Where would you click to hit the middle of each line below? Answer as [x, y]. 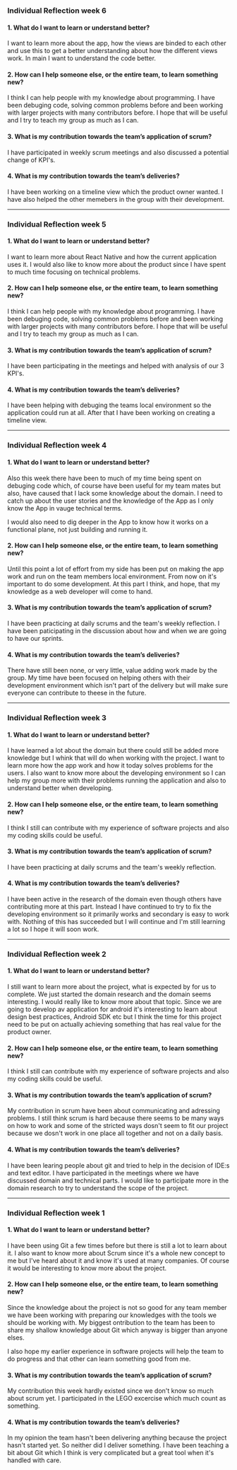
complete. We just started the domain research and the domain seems [109, 994]
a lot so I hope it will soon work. [53, 929]
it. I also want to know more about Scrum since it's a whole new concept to [116, 1253]
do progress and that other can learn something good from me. [99, 1359]
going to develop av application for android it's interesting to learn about [112, 1009]
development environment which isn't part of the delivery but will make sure [118, 685]
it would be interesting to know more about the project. [87, 1268]
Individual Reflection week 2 [57, 954]
